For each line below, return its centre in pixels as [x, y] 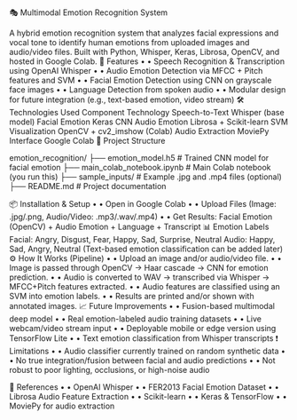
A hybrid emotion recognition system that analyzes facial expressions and [144, 33]
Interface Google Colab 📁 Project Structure [87, 141]
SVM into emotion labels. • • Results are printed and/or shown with [132, 296]
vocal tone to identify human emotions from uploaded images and [129, 42]
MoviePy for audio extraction [62, 406]
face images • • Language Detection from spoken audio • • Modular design [148, 90]
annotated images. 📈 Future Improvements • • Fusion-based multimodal [142, 306]
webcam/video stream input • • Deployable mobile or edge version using [143, 328]
